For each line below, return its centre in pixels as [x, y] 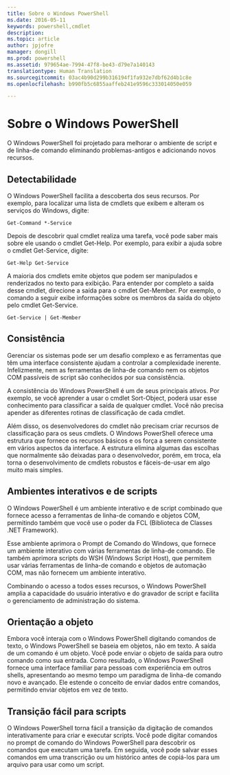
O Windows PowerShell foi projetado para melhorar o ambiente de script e [112, 143]
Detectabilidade [42, 179]
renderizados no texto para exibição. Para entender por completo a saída [111, 283]
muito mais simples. [35, 469]
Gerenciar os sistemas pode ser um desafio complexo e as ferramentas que [114, 355]
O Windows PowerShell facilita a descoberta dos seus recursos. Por [103, 196]
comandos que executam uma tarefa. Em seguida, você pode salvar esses [112, 750]
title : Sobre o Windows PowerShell [58, 13]
